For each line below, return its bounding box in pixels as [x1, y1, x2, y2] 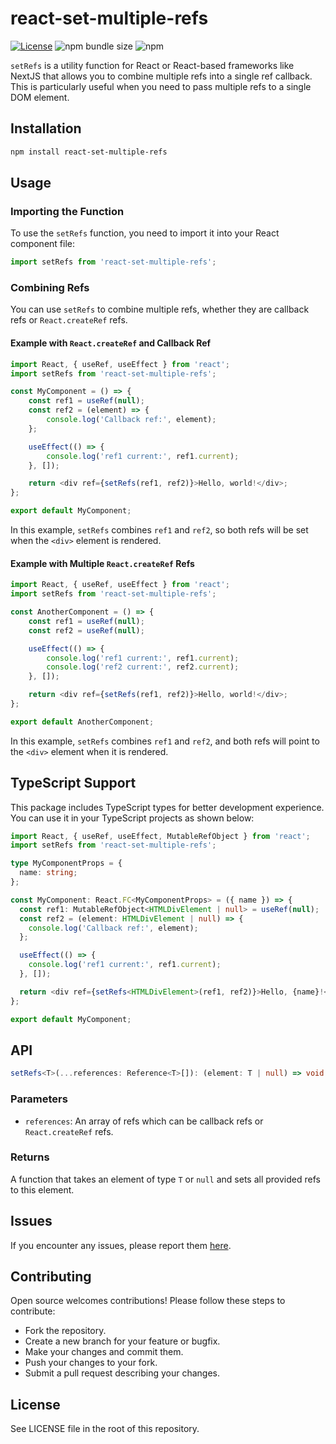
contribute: [10, 1305, 56, 1317]
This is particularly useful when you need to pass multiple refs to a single [10, 80, 312, 92]
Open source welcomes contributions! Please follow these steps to [10, 1295, 286, 1307]
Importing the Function [10, 204, 125, 218]
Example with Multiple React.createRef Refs [10, 557, 195, 569]
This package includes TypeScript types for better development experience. [10, 801, 325, 813]
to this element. [10, 1183, 75, 1196]
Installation [10, 120, 82, 137]
